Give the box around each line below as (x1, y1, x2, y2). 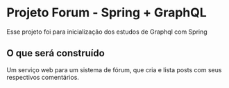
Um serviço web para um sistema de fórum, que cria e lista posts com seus (6, 65, 222, 74)
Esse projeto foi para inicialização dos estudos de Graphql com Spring (6, 27, 207, 36)
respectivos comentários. (6, 73, 79, 81)
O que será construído (6, 47, 105, 59)
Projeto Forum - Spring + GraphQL (6, 5, 207, 21)
